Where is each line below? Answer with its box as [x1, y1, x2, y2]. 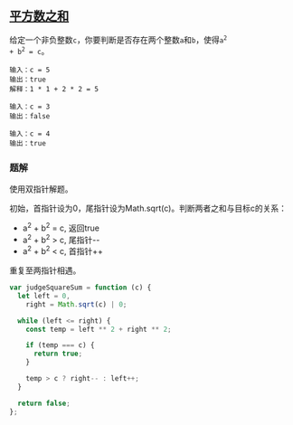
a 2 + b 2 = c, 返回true [22, 221, 100, 233]
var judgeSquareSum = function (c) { [9, 283, 152, 292]
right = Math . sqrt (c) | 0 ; [25, 299, 128, 309]
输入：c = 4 [9, 129, 51, 138]
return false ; [17, 399, 71, 408]
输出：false [9, 111, 51, 120]
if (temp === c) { [25, 341, 95, 350]
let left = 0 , [17, 291, 71, 300]
